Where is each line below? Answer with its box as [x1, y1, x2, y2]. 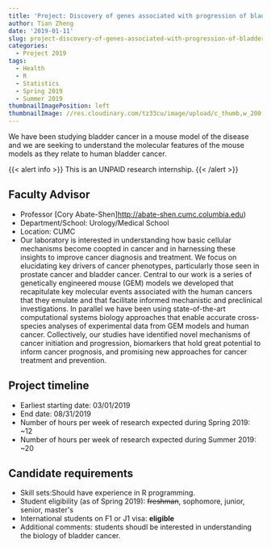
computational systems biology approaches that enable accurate [19, 312, 236, 322]
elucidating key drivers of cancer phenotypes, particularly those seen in [19, 260, 260, 271]
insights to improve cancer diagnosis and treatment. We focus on [19, 252, 237, 262]
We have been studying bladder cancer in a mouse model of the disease [8, 132, 249, 141]
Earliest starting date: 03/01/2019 [19, 400, 131, 410]
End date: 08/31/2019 [19, 409, 91, 419]
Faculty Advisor [8, 188, 90, 202]
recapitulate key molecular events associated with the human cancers [19, 286, 252, 296]
